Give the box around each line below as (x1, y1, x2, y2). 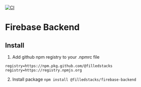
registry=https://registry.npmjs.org (5, 68, 82, 73)
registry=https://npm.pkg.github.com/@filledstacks (5, 64, 113, 68)
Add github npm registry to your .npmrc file (12, 54, 100, 60)
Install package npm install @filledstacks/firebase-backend (12, 76, 136, 82)
